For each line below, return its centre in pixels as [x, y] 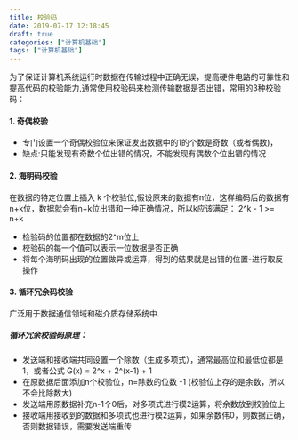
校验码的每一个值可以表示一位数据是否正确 [100, 248]
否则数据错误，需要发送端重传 [77, 426]
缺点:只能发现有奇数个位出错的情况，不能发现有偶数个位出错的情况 [144, 154]
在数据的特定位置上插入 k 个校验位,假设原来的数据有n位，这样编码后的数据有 [149, 197]
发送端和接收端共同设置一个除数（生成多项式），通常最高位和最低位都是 [153, 359]
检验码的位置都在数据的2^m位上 [81, 236]
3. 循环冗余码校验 [41, 292]
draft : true [31, 34]
